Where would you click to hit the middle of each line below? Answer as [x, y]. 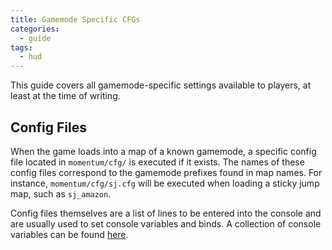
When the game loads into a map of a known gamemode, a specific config [163, 151]
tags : [21, 47]
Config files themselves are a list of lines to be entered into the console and [166, 213]
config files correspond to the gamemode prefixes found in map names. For [166, 172]
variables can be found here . [69, 234]
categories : [35, 29]
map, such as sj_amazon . [61, 193]
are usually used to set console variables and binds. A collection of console [166, 223]
